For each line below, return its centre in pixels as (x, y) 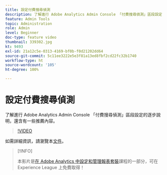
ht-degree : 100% (22, 70)
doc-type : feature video (31, 38)
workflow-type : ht (24, 60)
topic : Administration (29, 24)
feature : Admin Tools (28, 19)
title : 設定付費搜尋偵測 (28, 10)
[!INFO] (25, 151)
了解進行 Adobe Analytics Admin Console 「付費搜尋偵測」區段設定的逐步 (81, 115)
